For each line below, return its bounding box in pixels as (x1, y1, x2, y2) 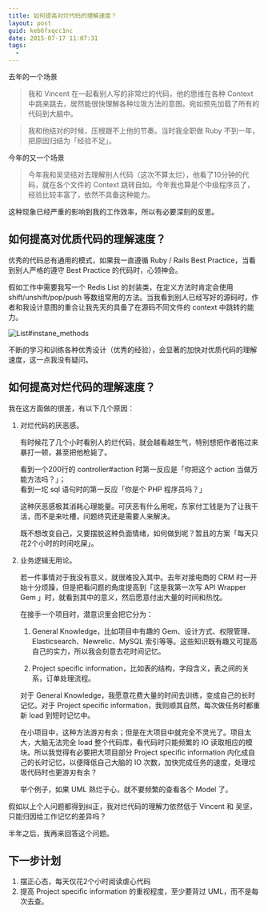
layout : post (8, 19, 52, 27)
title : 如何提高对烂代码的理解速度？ (8, 11, 118, 20)
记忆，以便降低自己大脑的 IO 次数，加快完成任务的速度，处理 (47, 757, 250, 767)
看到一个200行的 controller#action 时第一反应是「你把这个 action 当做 (19, 464, 251, 474)
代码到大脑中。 (27, 109, 78, 118)
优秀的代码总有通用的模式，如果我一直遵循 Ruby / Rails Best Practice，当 (8, 255, 250, 265)
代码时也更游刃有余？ (26, 767, 98, 777)
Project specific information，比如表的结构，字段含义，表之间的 (31, 663, 242, 673)
